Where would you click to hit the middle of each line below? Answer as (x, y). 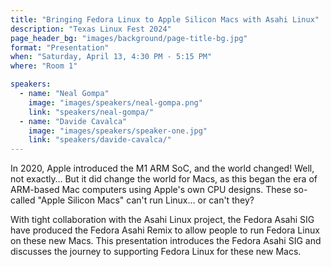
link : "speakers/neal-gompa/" (91, 112)
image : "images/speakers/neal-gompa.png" (115, 102)
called (23, 200)
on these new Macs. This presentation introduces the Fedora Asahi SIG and (166, 241)
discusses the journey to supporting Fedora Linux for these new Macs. (156, 252)
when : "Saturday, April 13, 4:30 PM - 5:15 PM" (111, 57)
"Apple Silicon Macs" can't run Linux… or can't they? (146, 200)
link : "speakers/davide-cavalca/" (100, 140)
